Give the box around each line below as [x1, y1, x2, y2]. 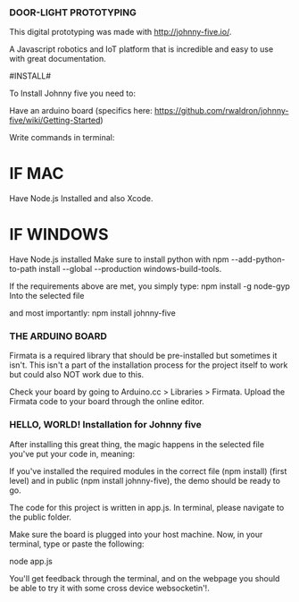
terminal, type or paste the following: [9, 538, 145, 549]
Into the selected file [9, 291, 85, 301]
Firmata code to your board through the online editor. [9, 396, 205, 407]
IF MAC [9, 164, 64, 184]
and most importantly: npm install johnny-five [9, 308, 176, 318]
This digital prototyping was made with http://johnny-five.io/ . [9, 27, 232, 38]
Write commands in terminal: [9, 132, 115, 143]
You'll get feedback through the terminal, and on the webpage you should [9, 572, 280, 583]
